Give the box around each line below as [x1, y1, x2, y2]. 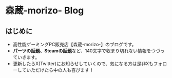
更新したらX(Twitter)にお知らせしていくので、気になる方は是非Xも [12, 61, 154, 67]
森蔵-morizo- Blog [5, 5, 84, 16]
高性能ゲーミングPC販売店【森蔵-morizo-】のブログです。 [12, 42, 137, 47]
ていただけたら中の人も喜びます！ [22, 67, 94, 73]
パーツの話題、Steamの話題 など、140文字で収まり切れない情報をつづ [12, 48, 160, 54]
